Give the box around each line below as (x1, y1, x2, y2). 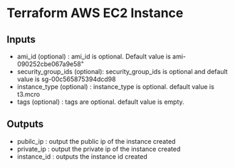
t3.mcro (16, 90, 41, 98)
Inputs (6, 33, 36, 46)
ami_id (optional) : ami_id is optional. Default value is (16, 52, 172, 61)
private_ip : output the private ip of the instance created (16, 145, 181, 153)
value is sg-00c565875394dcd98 (16, 75, 116, 83)
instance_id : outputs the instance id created (16, 152, 147, 161)
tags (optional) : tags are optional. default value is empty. (16, 98, 184, 106)
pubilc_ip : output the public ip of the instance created (16, 137, 176, 145)
